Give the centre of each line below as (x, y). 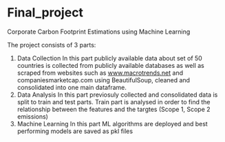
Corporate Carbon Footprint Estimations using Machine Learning (99, 32)
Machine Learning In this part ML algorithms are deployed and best (112, 123)
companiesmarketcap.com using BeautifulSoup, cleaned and (104, 80)
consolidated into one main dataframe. (72, 87)
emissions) (32, 116)
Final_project (45, 13)
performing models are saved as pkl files (75, 131)
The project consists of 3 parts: (52, 45)
